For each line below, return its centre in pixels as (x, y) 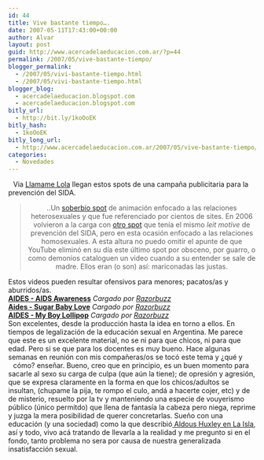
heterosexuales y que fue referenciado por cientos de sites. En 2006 (142, 217)
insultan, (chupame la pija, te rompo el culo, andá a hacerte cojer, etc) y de (129, 391)
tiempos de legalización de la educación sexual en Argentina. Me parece (126, 332)
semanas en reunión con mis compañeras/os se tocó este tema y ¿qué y (125, 357)
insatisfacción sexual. (43, 449)
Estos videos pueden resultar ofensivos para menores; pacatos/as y (118, 282)
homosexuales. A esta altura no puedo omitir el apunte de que (142, 242)
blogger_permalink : (40, 67)
